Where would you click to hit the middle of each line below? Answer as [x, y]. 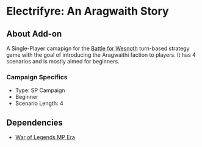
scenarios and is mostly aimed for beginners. [63, 61]
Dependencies [34, 122]
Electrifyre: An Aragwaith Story [88, 11]
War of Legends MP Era [45, 137]
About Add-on [34, 34]
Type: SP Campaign [40, 90]
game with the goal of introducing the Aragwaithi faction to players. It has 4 [101, 55]
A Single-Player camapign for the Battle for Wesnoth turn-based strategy [98, 48]
